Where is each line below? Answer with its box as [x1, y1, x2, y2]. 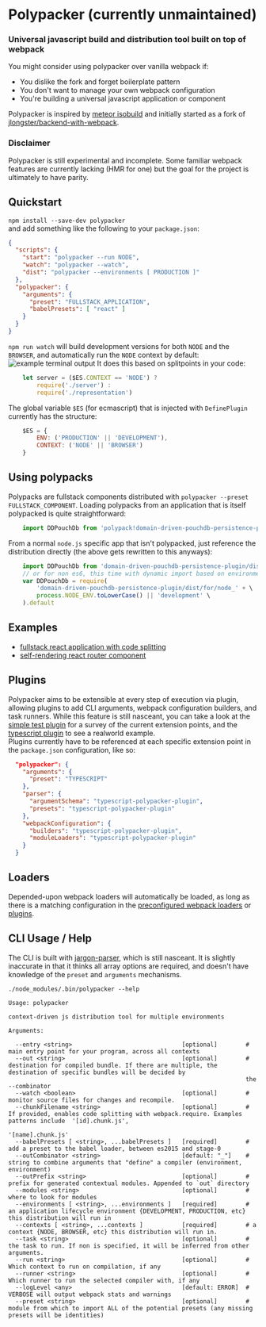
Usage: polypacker [8, 999, 69, 1007]
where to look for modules [8, 1193, 97, 1201]
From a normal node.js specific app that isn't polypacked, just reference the [8, 538, 256, 548]
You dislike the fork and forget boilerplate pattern [19, 77, 180, 86]
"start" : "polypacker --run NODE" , [22, 254, 140, 262]
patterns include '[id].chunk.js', [8, 1117, 129, 1125]
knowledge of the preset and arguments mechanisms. [8, 969, 182, 979]
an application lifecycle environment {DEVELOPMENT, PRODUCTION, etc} [8, 1207, 246, 1215]
